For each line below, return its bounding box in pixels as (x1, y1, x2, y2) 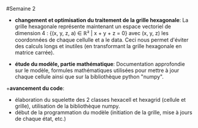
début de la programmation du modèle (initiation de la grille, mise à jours (14, 109, 193, 115)
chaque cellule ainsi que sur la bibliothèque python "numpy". (14, 73, 164, 80)
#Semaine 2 (6, 5, 36, 12)
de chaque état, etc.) (14, 115, 67, 122)
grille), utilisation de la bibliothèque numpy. (14, 102, 120, 110)
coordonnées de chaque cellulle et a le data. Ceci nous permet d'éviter (14, 36, 189, 43)
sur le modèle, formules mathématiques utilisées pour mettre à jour (14, 67, 180, 74)
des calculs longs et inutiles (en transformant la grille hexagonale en (14, 43, 183, 49)
